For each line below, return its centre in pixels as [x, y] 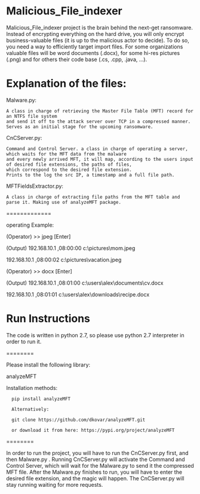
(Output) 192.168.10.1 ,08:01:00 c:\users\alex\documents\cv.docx [85, 283]
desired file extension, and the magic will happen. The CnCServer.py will [95, 478]
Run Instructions [48, 319]
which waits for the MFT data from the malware [67, 154]
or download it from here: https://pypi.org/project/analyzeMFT [93, 430]
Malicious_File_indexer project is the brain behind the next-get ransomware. [99, 28]
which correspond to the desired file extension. [69, 170]
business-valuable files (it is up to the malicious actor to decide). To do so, [98, 40]
